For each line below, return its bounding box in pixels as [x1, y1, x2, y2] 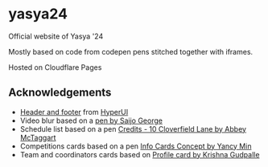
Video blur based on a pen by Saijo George [19, 116, 163, 125]
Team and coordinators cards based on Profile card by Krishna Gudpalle [19, 149, 260, 159]
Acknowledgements [8, 86, 112, 100]
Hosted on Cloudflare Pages [8, 62, 102, 72]
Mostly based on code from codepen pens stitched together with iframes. [8, 47, 254, 56]
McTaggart [19, 132, 56, 142]
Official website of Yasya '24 [8, 31, 104, 41]
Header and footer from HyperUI [19, 107, 129, 116]
